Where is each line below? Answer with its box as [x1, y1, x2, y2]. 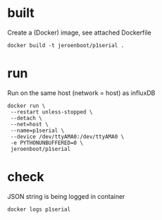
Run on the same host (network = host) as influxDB [7, 88, 156, 97]
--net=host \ [10, 121, 49, 128]
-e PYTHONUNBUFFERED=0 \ [10, 139, 83, 146]
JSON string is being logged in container [7, 192, 125, 200]
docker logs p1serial [7, 206, 71, 213]
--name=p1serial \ [10, 127, 65, 134]
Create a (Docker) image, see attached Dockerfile [7, 28, 151, 37]
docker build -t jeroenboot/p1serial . [7, 42, 125, 49]
